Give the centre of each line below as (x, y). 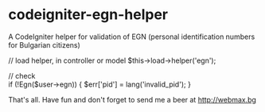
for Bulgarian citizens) (45, 44)
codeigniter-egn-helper (88, 15)
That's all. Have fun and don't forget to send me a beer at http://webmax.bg (132, 99)
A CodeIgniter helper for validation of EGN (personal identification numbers (132, 37)
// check (22, 75)
